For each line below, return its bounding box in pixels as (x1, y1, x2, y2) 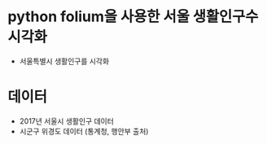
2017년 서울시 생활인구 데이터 (19, 116, 115, 126)
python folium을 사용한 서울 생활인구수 (7, 7, 259, 26)
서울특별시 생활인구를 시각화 (19, 56, 110, 66)
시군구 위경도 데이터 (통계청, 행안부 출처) (19, 126, 149, 136)
